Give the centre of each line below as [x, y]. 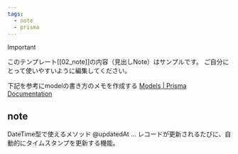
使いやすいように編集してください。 [78, 71]
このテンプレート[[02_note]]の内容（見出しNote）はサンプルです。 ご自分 [115, 62]
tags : [15, 14]
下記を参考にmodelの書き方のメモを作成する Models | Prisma [97, 86]
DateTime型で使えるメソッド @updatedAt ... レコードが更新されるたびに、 [116, 134]
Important [22, 48]
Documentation [30, 94]
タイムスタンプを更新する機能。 [72, 143]
